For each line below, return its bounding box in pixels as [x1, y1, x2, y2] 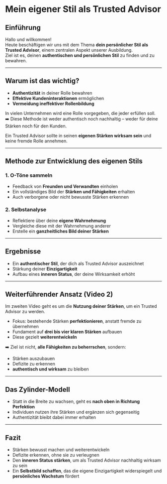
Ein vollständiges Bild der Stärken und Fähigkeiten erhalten [12, 188, 135, 195]
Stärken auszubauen [12, 356, 55, 362]
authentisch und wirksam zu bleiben [12, 366, 89, 372]
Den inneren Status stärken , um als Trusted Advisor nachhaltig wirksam [12, 457, 162, 464]
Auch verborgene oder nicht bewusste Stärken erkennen [12, 194, 129, 200]
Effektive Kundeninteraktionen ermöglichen [12, 95, 104, 101]
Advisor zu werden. [5, 309, 45, 315]
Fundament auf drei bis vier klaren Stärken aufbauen [12, 329, 122, 335]
